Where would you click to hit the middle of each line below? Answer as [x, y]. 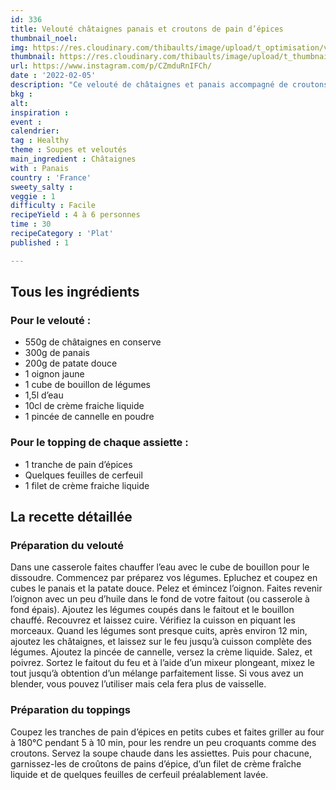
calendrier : [35, 131]
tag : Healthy [40, 141]
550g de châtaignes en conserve [93, 342]
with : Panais [40, 168]
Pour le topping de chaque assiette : [99, 443]
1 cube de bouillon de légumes [87, 385]
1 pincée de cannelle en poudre [89, 417]
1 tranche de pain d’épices [78, 464]
